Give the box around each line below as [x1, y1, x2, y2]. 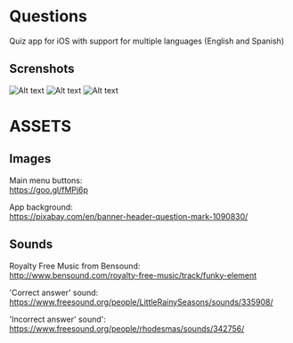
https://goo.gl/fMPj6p [9, 184, 89, 195]
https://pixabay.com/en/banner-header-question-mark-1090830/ [9, 211, 248, 221]
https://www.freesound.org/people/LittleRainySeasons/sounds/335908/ [9, 296, 273, 307]
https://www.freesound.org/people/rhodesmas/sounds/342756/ [9, 323, 245, 334]
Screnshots [9, 61, 75, 76]
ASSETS [9, 116, 72, 136]
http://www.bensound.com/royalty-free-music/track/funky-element [9, 269, 257, 281]
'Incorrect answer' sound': [9, 314, 107, 324]
